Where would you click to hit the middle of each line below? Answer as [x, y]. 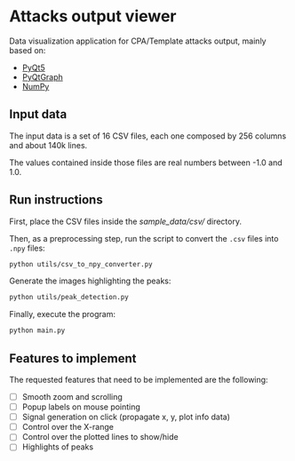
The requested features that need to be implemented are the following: [139, 380]
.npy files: [28, 248]
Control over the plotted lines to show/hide [100, 437]
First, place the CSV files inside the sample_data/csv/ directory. [126, 221]
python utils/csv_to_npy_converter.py [81, 264]
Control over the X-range [68, 427]
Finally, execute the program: [62, 314]
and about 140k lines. [48, 145]
